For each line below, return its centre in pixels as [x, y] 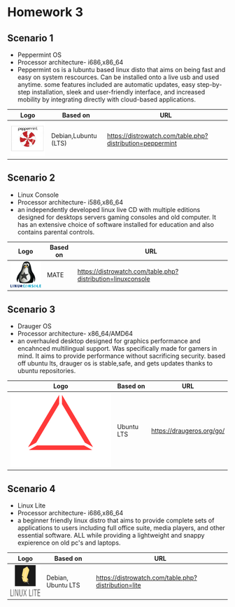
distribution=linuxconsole [114, 279]
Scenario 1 [30, 38]
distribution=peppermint [142, 143]
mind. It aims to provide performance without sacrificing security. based [121, 356]
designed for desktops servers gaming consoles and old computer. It [117, 217]
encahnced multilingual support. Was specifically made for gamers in [117, 348]
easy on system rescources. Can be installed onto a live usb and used [118, 77]
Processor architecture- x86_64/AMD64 [75, 333]
